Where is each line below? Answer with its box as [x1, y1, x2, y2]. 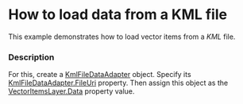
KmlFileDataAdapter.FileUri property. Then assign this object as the [8, 78, 229, 88]
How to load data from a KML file [8, 6, 228, 24]
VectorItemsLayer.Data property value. [8, 87, 135, 96]
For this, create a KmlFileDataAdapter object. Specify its [8, 70, 192, 79]
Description [8, 52, 55, 63]
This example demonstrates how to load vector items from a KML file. [8, 32, 236, 41]
